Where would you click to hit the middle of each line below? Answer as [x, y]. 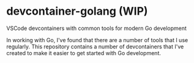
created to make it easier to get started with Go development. [84, 53]
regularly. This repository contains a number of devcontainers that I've [95, 46]
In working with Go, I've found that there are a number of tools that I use [97, 40]
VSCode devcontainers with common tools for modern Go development [96, 28]
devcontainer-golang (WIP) [77, 11]
